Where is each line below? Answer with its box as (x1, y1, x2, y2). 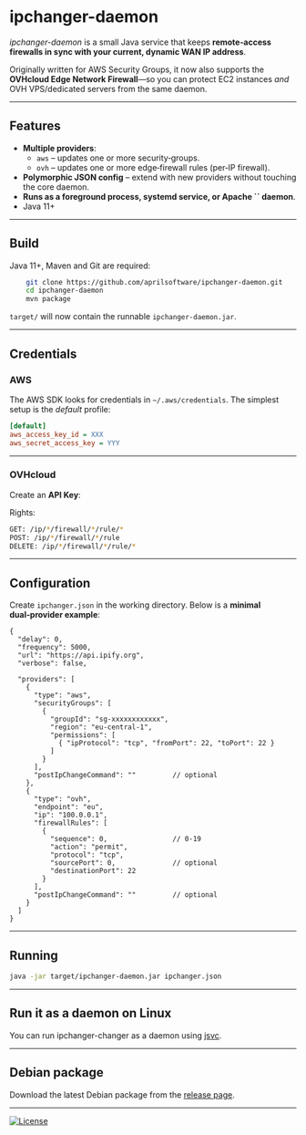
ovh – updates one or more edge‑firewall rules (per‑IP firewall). (36, 161, 270, 172)
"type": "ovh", (33, 795, 92, 804)
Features (9, 119, 61, 134)
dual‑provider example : (9, 609, 100, 620)
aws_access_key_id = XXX (9, 430, 104, 439)
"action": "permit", (49, 842, 128, 852)
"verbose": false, (17, 659, 88, 668)
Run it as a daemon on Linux (9, 1005, 172, 1021)
